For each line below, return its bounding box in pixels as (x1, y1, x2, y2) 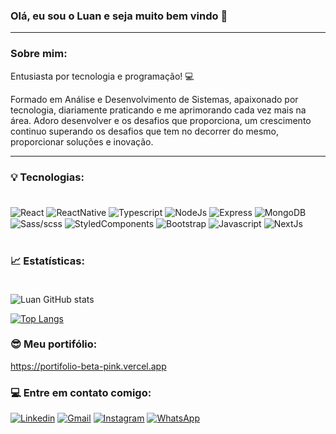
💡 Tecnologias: (10, 170, 85, 184)
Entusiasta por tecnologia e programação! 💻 (10, 70, 195, 82)
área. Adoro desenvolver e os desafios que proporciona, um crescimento (10, 114, 312, 126)
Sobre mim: (10, 47, 68, 61)
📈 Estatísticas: (10, 254, 85, 268)
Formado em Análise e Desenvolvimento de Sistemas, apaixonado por (10, 93, 299, 105)
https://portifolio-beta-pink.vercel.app (10, 360, 167, 372)
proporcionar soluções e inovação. (10, 135, 154, 148)
